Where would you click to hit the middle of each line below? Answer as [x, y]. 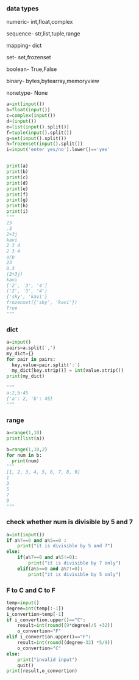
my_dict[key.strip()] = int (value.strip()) [68, 371]
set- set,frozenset [29, 57]
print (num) [26, 461]
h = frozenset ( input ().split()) [45, 144]
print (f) [17, 194]
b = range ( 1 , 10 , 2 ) [27, 449]
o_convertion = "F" [39, 631]
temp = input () [23, 603]
